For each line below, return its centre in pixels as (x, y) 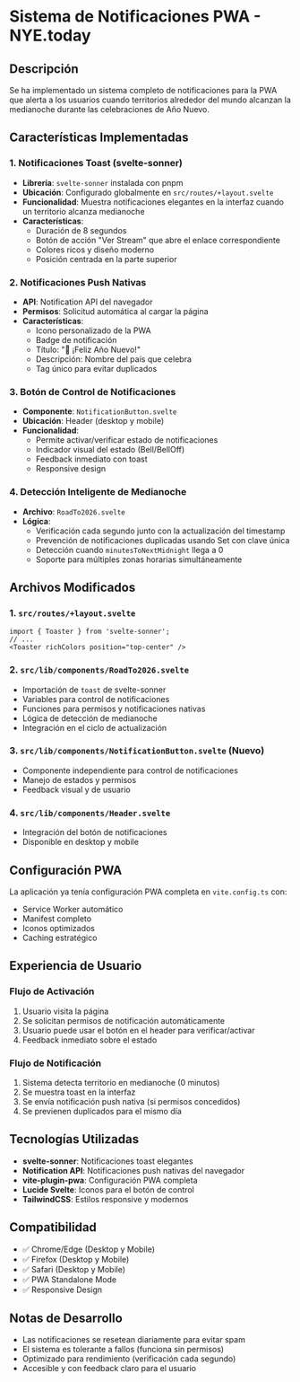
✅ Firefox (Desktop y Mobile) (76, 1259)
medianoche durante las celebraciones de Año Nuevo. (110, 109)
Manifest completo (57, 919)
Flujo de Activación (52, 991)
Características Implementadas (99, 138)
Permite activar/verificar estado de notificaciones (127, 440)
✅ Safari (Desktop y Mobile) (74, 1269)
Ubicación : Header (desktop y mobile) (93, 421)
